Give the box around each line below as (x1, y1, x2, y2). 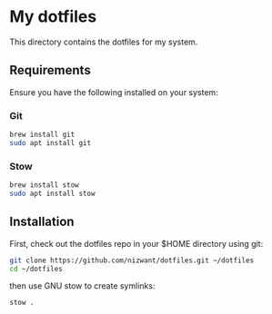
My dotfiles (9, 6, 97, 27)
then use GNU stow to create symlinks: (9, 280, 156, 291)
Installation (9, 214, 75, 230)
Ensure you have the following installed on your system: (9, 86, 218, 97)
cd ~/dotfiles (9, 264, 64, 273)
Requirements (9, 63, 91, 78)
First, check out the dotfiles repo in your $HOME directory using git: (9, 238, 264, 249)
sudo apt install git (9, 138, 92, 147)
